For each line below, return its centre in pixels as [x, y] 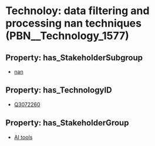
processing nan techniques [74, 23]
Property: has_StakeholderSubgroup [74, 57]
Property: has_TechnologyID [59, 90]
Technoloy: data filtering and [77, 11]
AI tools [23, 137]
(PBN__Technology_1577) [68, 36]
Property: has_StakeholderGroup [67, 123]
